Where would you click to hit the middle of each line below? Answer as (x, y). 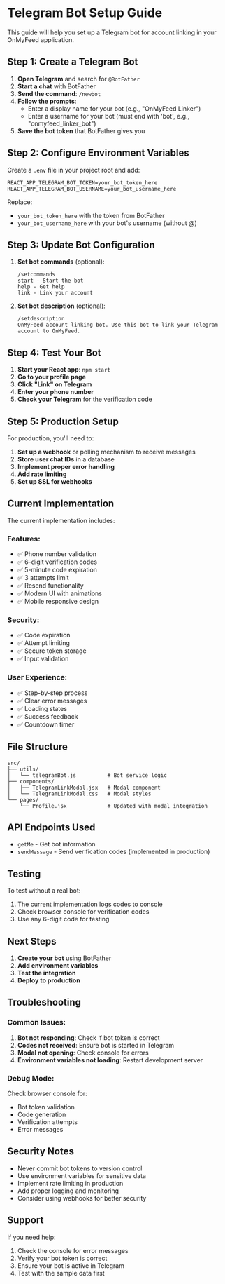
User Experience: (37, 677)
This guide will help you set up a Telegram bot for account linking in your (112, 32)
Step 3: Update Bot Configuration (81, 244)
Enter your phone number (56, 392)
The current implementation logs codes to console (90, 904)
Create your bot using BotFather (64, 958)
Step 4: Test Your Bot (54, 352)
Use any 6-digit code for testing (63, 919)
